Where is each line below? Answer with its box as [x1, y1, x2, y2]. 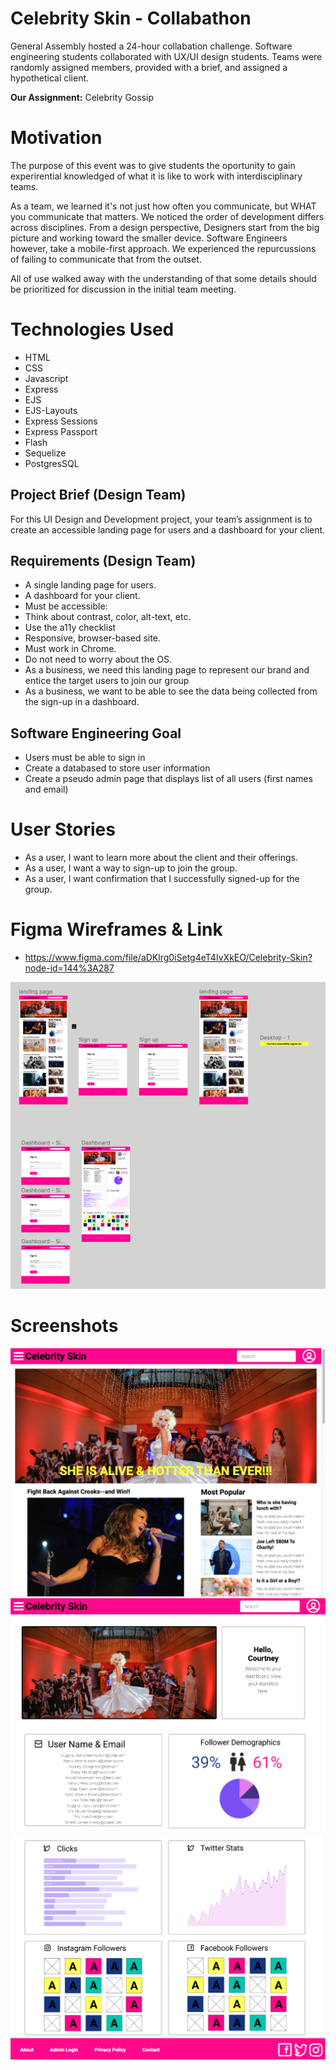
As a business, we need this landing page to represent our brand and [24, 664, 310, 676]
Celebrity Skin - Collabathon [10, 7, 252, 30]
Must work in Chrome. [24, 643, 117, 655]
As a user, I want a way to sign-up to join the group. [24, 862, 238, 874]
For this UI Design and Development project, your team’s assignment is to [10, 513, 313, 525]
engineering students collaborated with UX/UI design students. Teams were [10, 50, 323, 62]
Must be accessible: [24, 600, 108, 612]
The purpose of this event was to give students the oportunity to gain [10, 159, 296, 171]
